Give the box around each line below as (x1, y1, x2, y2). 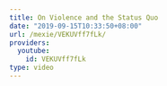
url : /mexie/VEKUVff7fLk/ (9, 30, 106, 39)
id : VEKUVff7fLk (25, 55, 87, 64)
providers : (9, 38, 50, 47)
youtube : (17, 47, 50, 56)
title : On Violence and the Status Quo (9, 13, 159, 22)
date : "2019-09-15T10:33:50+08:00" (9, 21, 143, 30)
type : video (9, 64, 54, 73)
